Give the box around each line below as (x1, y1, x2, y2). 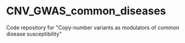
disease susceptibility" (6, 30, 62, 37)
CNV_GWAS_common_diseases (6, 4, 166, 18)
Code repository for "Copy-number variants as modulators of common (6, 24, 180, 31)
